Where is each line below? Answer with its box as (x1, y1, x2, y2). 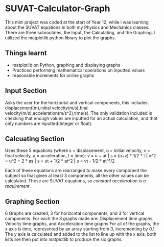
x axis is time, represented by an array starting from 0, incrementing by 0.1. (5, 226, 156, 232)
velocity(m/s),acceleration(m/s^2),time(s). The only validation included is (5, 110, 153, 116)
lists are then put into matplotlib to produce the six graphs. (5, 236, 123, 243)
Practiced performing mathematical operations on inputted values (12, 67, 145, 73)
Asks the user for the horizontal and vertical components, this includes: (5, 99, 149, 105)
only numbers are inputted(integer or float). (5, 121, 93, 126)
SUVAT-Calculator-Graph (5, 3, 110, 14)
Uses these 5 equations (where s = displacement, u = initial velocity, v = (5, 148, 150, 153)
